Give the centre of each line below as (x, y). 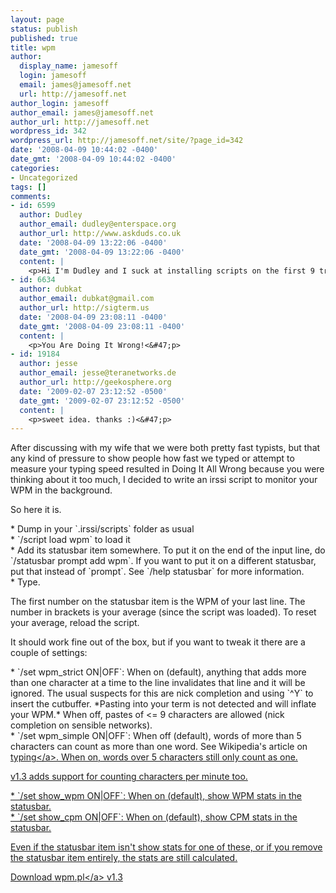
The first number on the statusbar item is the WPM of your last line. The (158, 602)
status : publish (44, 29)
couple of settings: (49, 653)
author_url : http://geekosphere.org (95, 382)
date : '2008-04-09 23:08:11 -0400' (93, 317)
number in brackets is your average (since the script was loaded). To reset (163, 612)
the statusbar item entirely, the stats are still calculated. (124, 858)
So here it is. (36, 510)
